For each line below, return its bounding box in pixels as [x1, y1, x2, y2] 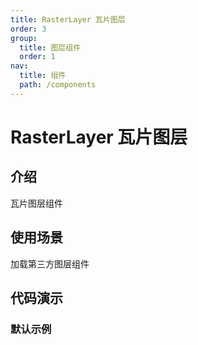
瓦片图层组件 [10, 197, 63, 209]
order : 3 [10, 24, 47, 34]
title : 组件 [19, 71, 67, 81]
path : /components [19, 80, 97, 90]
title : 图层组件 [19, 42, 82, 53]
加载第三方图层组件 [10, 257, 90, 270]
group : [10, 33, 38, 43]
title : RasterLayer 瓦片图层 [10, 14, 126, 25]
